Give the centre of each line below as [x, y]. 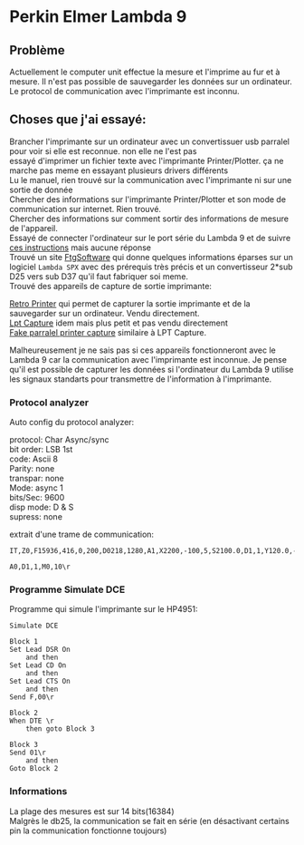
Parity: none [32, 469]
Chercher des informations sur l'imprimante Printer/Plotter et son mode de [148, 199]
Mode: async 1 [36, 488]
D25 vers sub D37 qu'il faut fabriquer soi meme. [99, 276]
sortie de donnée [41, 189]
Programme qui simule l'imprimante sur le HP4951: [104, 609]
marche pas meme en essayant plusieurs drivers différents [119, 170]
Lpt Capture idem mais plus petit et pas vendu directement [119, 323]
